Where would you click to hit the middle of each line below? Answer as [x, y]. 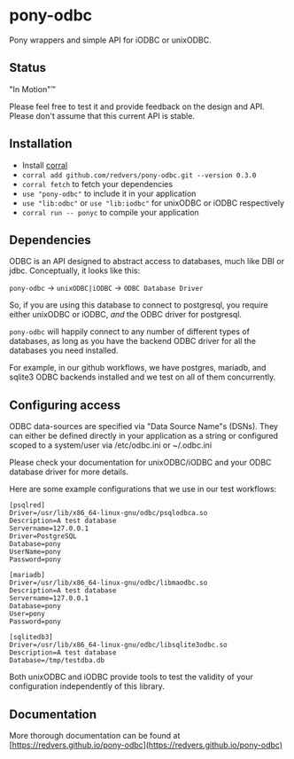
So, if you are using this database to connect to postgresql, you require [139, 305]
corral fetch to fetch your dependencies [97, 184]
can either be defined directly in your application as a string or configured [144, 436]
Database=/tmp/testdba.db [57, 661]
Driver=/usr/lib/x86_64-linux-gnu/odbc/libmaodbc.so [108, 583]
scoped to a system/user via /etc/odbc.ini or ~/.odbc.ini [111, 445]
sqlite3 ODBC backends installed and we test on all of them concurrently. [143, 377]
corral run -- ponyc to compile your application [110, 212]
